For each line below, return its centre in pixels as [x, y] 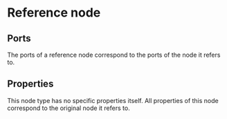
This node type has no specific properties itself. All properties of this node [113, 100]
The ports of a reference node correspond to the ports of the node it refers [114, 55]
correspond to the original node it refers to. [69, 108]
